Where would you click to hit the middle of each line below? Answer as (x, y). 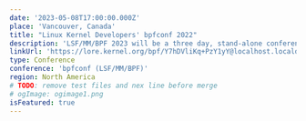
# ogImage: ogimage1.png (56, 94)
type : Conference (42, 60)
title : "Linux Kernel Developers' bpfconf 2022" (103, 35)
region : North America (52, 77)
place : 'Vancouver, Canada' (63, 26)
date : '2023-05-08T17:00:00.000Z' (75, 18)
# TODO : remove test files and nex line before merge (114, 86)
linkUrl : (26, 52)
